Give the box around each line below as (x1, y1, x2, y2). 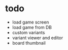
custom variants (12, 29, 45, 35)
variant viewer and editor (12, 35, 63, 41)
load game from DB (12, 24, 52, 30)
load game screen (12, 19, 49, 25)
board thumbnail (12, 40, 46, 46)
